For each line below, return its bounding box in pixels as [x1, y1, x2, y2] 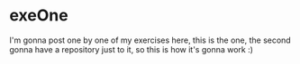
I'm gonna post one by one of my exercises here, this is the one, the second [9, 35, 291, 45]
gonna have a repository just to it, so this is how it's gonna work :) [9, 44, 254, 54]
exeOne [9, 5, 69, 26]
